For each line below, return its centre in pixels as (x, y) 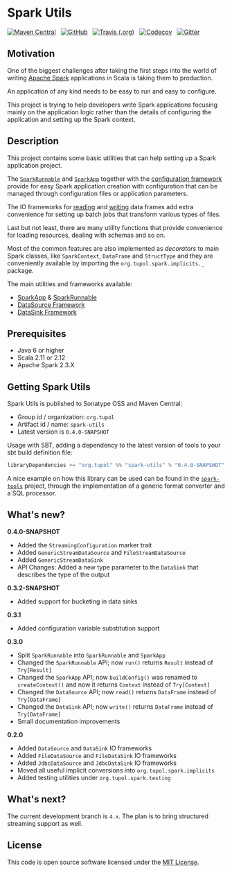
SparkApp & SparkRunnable (57, 297)
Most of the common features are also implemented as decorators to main (113, 248)
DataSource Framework (51, 305)
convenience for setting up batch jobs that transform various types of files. (114, 214)
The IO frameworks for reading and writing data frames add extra (100, 206)
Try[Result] (34, 670)
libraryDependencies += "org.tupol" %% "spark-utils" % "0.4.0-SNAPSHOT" (116, 466)
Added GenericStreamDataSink (60, 560)
